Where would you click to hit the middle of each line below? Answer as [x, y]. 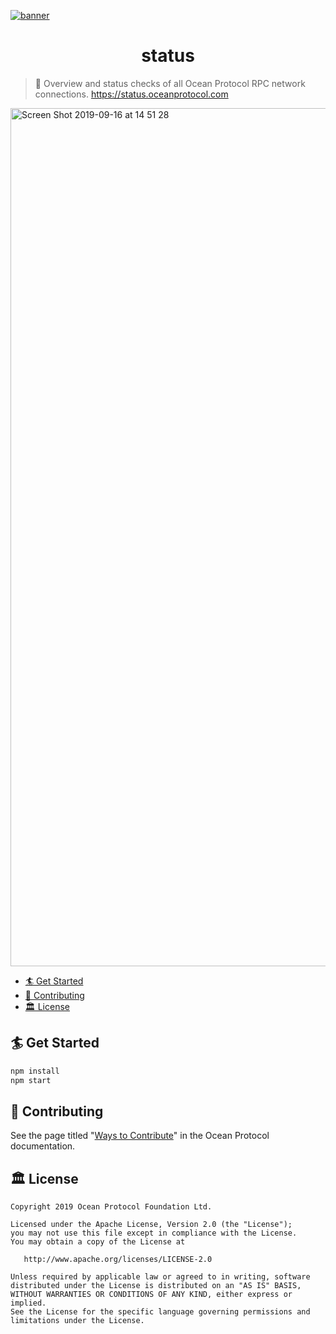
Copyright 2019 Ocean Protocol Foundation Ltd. [111, 1207]
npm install [35, 1071]
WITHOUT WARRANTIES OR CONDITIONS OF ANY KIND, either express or [151, 1295]
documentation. [43, 1146]
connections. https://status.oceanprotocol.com [131, 94]
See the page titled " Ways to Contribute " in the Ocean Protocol [140, 1136]
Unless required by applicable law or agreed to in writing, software [160, 1277]
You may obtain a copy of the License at [98, 1242]
